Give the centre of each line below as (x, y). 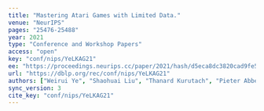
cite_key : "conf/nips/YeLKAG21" (61, 95)
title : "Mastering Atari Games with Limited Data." (94, 15)
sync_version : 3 (35, 88)
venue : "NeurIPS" (37, 23)
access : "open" (33, 52)
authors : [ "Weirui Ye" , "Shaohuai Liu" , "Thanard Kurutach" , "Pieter (125, 81)
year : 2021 (26, 37)
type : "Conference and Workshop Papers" (75, 45)
